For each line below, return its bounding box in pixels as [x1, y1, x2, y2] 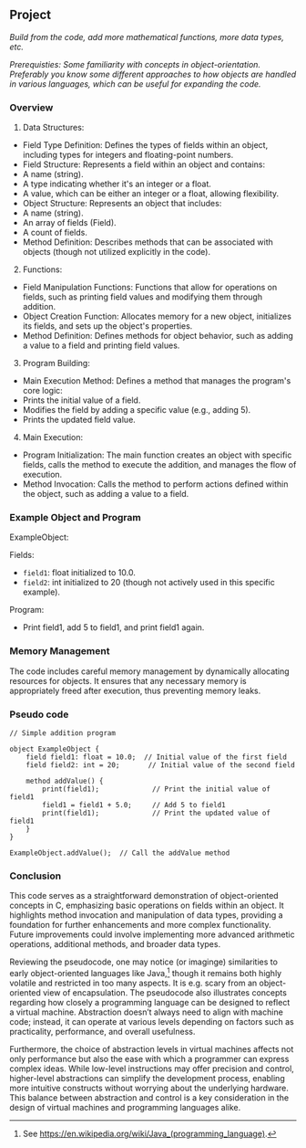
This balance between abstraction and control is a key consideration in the [9, 1091, 290, 1103]
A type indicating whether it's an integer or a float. [22, 178, 212, 190]
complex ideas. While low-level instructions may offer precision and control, [9, 1063, 294, 1074]
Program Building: [22, 358, 91, 369]
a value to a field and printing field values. [22, 340, 180, 351]
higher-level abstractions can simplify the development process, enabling [9, 1072, 285, 1083]
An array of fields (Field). [22, 217, 117, 228]
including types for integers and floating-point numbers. [22, 150, 234, 161]
